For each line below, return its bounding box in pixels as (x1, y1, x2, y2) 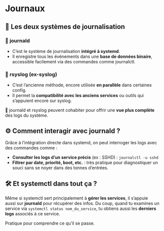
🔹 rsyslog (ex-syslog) (5, 71, 57, 77)
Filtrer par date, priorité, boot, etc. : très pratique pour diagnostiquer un (12, 159, 158, 165)
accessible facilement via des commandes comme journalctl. (12, 58, 136, 64)
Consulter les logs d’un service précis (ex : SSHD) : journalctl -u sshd (12, 154, 159, 160)
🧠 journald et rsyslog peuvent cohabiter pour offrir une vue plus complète (5, 107, 155, 113)
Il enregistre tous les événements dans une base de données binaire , (12, 53, 153, 59)
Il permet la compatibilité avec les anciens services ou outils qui (12, 93, 144, 99)
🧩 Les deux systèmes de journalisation (5, 23, 125, 31)
